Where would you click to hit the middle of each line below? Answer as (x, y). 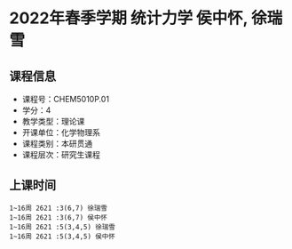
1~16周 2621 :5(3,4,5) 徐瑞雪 (62, 227)
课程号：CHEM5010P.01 (65, 99)
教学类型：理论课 (53, 121)
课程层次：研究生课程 (61, 155)
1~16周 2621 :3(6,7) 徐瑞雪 (59, 208)
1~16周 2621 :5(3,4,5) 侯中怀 (62, 237)
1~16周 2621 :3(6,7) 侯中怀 (59, 217)
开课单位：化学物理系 (61, 133)
